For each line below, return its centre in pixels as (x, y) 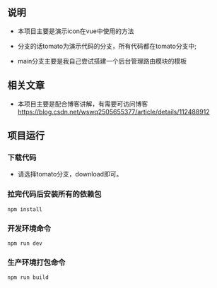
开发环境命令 (29, 228)
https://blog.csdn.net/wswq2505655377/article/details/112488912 (113, 112)
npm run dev (25, 243)
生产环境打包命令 (36, 262)
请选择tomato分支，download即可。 (70, 174)
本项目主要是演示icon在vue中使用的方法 (76, 31)
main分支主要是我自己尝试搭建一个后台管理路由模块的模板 (102, 61)
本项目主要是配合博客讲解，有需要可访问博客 (83, 104)
